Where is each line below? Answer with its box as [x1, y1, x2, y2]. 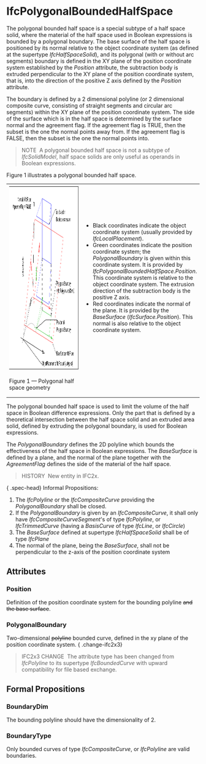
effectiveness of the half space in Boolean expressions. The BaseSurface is [6, 447, 198, 455]
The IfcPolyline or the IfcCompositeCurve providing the [15, 496, 155, 503]
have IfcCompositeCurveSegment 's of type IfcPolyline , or [15, 516, 161, 523]
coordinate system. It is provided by [93, 261, 183, 268]
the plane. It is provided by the [93, 306, 169, 314]
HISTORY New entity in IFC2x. [21, 472, 99, 480]
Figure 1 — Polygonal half [9, 377, 75, 385]
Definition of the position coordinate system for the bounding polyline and [6, 599, 193, 606]
